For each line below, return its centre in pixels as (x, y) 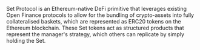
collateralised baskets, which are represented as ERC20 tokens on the (94, 21)
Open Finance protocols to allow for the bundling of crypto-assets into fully (100, 15)
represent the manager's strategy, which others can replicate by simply (95, 34)
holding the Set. (26, 41)
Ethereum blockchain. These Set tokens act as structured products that (95, 28)
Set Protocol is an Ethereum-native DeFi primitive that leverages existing (96, 9)
